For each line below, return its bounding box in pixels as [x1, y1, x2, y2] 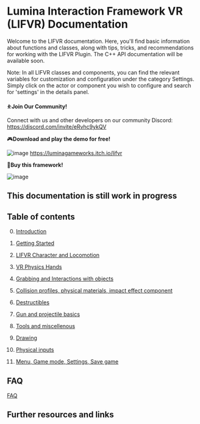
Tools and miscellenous [15, 323, 76, 330]
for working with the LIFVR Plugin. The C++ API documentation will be [7, 50, 184, 57]
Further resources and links [7, 409, 115, 420]
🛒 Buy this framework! [7, 161, 63, 169]
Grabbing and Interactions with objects [15, 275, 114, 282]
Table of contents [7, 211, 75, 222]
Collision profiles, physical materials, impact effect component [15, 287, 173, 294]
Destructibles [15, 299, 50, 306]
